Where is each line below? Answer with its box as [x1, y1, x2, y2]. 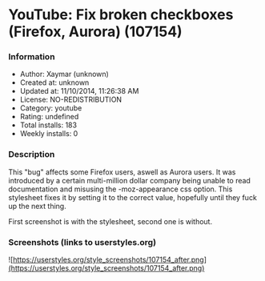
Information [8, 51, 55, 62]
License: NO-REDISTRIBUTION [19, 94, 122, 105]
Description [8, 149, 55, 160]
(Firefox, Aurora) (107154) [8, 22, 183, 41]
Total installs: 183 [19, 120, 78, 130]
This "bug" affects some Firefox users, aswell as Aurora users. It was [8, 167, 236, 177]
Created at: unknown [19, 78, 90, 87]
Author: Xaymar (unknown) [19, 70, 110, 79]
